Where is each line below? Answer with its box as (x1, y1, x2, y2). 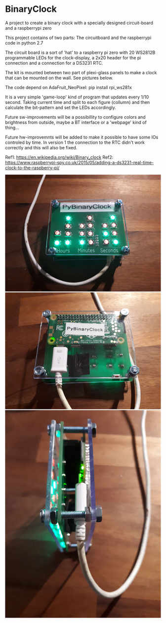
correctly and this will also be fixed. (5, 144, 78, 150)
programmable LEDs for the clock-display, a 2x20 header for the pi (5, 54, 141, 60)
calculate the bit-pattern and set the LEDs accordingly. (5, 104, 116, 110)
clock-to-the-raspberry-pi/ (5, 165, 60, 171)
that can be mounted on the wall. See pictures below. (5, 75, 114, 81)
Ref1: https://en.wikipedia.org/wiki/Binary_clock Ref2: (5, 154, 114, 160)
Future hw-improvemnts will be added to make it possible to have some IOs (5, 134, 159, 140)
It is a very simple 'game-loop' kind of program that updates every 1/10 (5, 94, 149, 100)
